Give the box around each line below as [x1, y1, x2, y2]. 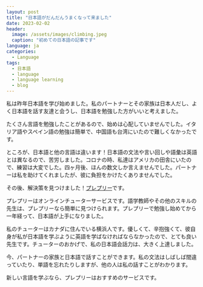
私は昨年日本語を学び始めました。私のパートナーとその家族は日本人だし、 [6, 100, 192, 107]
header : [6, 26, 26, 32]
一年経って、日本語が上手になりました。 [6, 212, 107, 220]
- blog [12, 83, 28, 89]
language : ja [6, 43, 39, 49]
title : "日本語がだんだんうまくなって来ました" [6, 15, 112, 21]
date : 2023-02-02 [6, 20, 50, 26]
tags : [6, 60, 20, 66]
